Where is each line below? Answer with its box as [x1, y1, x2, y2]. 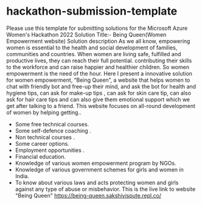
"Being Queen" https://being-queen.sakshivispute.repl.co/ [15, 192, 162, 199]
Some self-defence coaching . [15, 127, 91, 134]
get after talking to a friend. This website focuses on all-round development [6, 102, 196, 109]
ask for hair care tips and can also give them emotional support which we [6, 96, 190, 103]
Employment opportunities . [15, 146, 85, 154]
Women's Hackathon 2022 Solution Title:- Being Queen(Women [6, 31, 167, 38]
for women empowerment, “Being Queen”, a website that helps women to [6, 76, 190, 84]
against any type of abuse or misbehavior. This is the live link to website [15, 185, 196, 193]
